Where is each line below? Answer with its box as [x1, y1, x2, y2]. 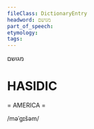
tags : [7, 36, 23, 43]
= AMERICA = [7, 101, 46, 110]
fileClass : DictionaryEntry [7, 10, 88, 17]
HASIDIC [7, 78, 58, 94]
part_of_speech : [7, 23, 54, 30]
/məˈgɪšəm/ [7, 115, 40, 123]
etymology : [7, 29, 38, 36]
